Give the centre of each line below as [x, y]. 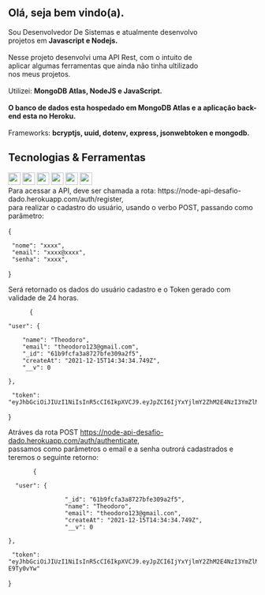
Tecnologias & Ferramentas [77, 158]
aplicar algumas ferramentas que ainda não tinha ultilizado [103, 66]
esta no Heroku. [49, 116]
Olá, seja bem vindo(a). [66, 13]
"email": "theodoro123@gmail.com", [81, 347]
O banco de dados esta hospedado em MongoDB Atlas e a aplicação [122, 107]
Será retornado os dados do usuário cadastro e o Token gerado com [119, 289]
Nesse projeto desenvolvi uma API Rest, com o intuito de [100, 57]
